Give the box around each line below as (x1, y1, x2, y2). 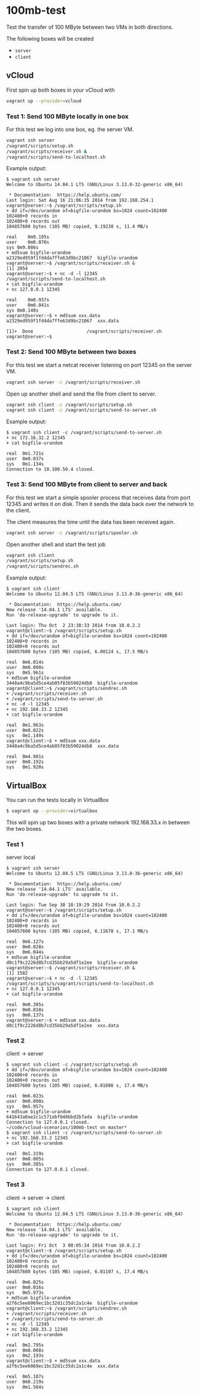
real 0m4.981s (6, 753, 44, 760)
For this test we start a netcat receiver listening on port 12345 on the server (6, 361, 193, 369)
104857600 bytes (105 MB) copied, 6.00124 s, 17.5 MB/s (6, 649, 149, 655)
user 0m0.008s (6, 1347, 44, 1353)
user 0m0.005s (6, 1156, 44, 1162)
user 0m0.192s (6, 759, 44, 765)
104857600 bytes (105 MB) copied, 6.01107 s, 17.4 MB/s (6, 1268, 149, 1274)
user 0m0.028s (6, 944, 44, 950)
